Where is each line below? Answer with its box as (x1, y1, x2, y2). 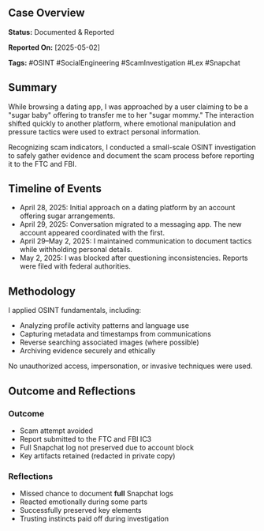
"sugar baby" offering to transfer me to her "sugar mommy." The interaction (8, 110, 255, 119)
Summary (8, 81, 58, 94)
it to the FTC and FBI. (8, 159, 77, 168)
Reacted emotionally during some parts (19, 497, 148, 507)
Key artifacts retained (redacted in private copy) (19, 450, 176, 461)
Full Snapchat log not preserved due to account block (19, 442, 195, 452)
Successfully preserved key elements (19, 506, 142, 515)
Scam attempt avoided (19, 426, 93, 435)
